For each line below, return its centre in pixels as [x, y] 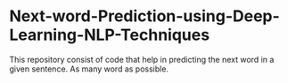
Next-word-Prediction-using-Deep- [145, 16]
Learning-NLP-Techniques [110, 35]
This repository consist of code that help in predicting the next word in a [142, 59]
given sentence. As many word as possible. [89, 69]
